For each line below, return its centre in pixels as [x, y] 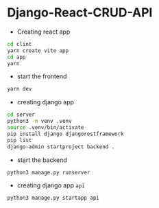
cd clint [20, 44]
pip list [20, 140]
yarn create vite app [38, 50]
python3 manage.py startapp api [53, 198]
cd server [21, 115]
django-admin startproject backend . [61, 147]
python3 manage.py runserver [49, 172]
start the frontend [42, 76]
